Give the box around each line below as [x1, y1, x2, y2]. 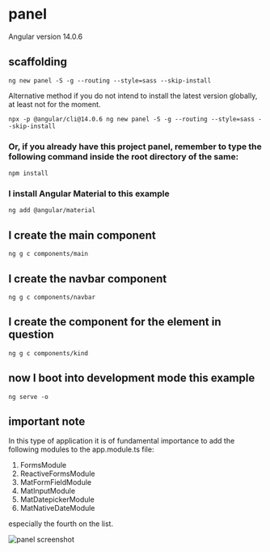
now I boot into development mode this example [8, 372, 255, 385]
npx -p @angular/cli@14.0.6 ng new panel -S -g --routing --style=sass [8, 115, 255, 123]
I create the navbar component [8, 272, 167, 286]
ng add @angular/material [8, 206, 95, 214]
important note [8, 414, 86, 428]
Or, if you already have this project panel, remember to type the [8, 141, 263, 152]
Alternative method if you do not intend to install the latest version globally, [8, 91, 258, 100]
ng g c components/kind [8, 349, 89, 357]
